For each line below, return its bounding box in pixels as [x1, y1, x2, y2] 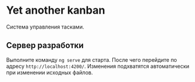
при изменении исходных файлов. [6, 69, 93, 76]
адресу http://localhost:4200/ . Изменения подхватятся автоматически [6, 62, 190, 70]
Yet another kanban [6, 4, 105, 17]
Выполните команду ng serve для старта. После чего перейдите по [6, 56, 177, 63]
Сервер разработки [6, 40, 84, 51]
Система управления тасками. [6, 23, 84, 30]
